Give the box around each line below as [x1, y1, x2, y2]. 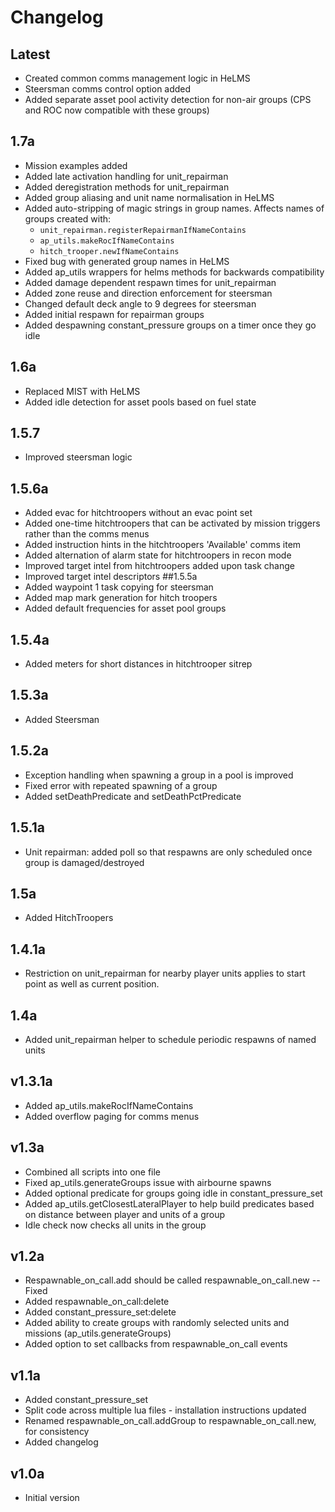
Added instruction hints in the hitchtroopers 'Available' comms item [24, 539, 302, 551]
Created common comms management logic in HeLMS [24, 72, 251, 84]
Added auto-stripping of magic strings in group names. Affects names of [24, 202, 325, 214]
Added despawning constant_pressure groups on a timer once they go [24, 319, 317, 331]
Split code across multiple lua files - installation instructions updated [24, 1404, 307, 1416]
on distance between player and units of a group [24, 1208, 226, 1220]
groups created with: [24, 212, 112, 225]
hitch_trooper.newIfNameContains [39, 246, 180, 256]
